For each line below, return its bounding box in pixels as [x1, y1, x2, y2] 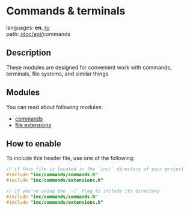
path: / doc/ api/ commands [6, 30, 71, 37]
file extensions [14, 121, 52, 128]
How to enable [6, 138, 61, 149]
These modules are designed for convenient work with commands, [6, 64, 173, 71]
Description [6, 48, 51, 58]
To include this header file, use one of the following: [6, 155, 135, 162]
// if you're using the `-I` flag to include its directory [6, 188, 161, 194]
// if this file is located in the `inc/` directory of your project [6, 166, 185, 172]
